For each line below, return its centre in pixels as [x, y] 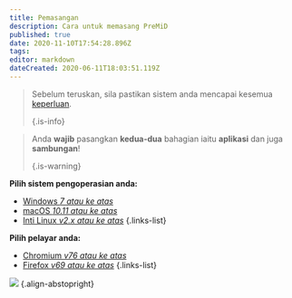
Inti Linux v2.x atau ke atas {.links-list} [94, 220]
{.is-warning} [56, 166]
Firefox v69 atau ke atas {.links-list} [89, 264]
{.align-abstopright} [58, 284]
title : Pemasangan [44, 18]
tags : [19, 52]
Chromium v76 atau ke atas [74, 255]
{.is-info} [48, 121]
